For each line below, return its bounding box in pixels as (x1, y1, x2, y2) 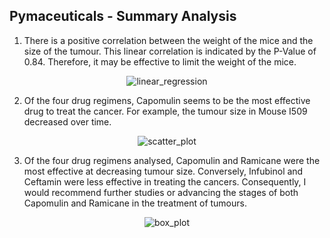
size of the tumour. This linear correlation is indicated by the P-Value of (23, 45, 317, 57)
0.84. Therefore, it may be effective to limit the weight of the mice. (23, 55, 297, 68)
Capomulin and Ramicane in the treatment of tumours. (23, 197, 247, 209)
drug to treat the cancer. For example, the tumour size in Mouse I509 (23, 105, 308, 117)
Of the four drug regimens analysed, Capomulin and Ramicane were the (23, 154, 321, 166)
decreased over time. (23, 115, 112, 128)
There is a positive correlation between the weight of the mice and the (23, 34, 314, 46)
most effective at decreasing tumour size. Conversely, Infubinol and (23, 165, 304, 177)
